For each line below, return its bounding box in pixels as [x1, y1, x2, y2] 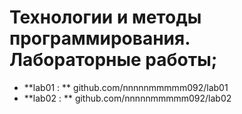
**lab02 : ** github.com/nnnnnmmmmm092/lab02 [23, 92, 232, 104]
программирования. [9, 27, 191, 50]
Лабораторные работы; [9, 49, 218, 71]
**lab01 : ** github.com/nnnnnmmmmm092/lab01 [23, 81, 229, 93]
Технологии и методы [9, 6, 202, 29]
